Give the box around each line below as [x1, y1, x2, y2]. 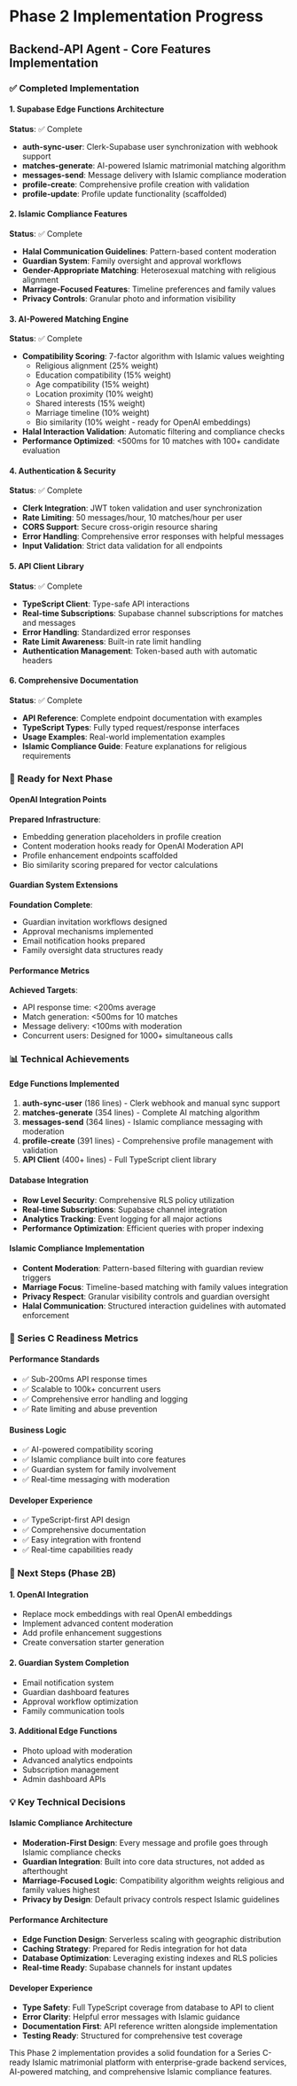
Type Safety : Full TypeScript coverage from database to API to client [21, 2002, 275, 2013]
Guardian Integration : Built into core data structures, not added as [21, 1856, 265, 1867]
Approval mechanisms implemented [21, 926, 153, 937]
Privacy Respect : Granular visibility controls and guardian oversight [21, 1291, 270, 1301]
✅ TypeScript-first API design [21, 1514, 130, 1526]
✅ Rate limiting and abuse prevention [21, 1403, 158, 1414]
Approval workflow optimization [21, 1696, 139, 1707]
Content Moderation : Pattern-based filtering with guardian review [21, 1262, 264, 1273]
